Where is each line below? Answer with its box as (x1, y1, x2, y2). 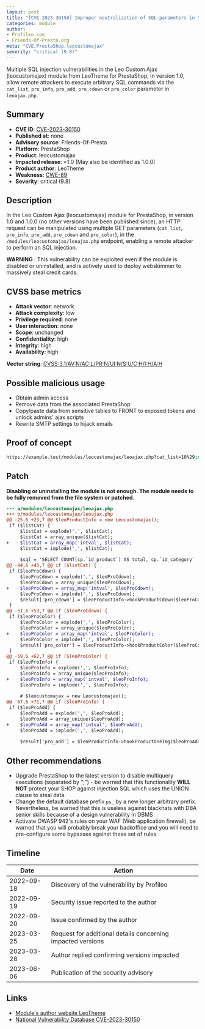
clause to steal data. (15, 792, 66, 799)
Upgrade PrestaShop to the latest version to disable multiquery (15, 772, 174, 779)
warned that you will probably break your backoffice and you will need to (15, 824, 199, 831)
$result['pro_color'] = (20, 642, 81, 648)
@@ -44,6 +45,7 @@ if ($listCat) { (6, 562, 97, 569)
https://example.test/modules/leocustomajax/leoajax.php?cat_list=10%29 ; (6, 454, 198, 460)
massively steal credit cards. (6, 269, 78, 276)
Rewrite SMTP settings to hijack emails (15, 420, 113, 427)
